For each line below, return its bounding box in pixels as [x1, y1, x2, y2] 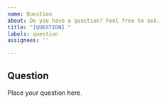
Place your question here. [7, 88, 83, 97]
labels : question [7, 30, 59, 38]
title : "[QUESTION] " [7, 24, 72, 31]
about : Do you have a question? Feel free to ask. [7, 17, 160, 24]
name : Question [7, 10, 52, 18]
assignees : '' [7, 37, 50, 44]
